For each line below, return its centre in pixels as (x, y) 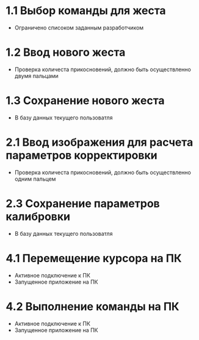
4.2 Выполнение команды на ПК (92, 306)
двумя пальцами (36, 76)
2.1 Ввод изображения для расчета (99, 142)
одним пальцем (35, 179)
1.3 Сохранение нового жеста (85, 101)
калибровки (38, 217)
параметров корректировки (81, 155)
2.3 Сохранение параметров (83, 203)
